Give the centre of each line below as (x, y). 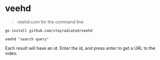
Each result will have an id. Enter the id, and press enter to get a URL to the (80, 48)
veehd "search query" (27, 39)
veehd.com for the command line (50, 22)
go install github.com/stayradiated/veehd (49, 30)
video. (11, 53)
